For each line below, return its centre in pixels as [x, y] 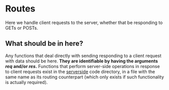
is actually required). [26, 82]
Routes [20, 9]
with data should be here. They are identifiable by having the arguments [81, 61]
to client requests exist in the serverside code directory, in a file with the [80, 71]
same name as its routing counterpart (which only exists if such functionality [85, 77]
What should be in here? [44, 44]
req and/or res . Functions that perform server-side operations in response [82, 66]
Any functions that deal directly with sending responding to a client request [83, 55]
